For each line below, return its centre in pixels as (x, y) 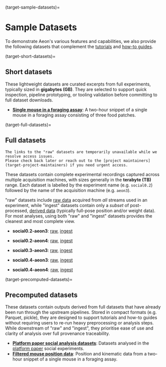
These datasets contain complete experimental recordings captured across (82, 174)
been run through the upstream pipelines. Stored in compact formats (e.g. (81, 312)
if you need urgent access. (99, 165)
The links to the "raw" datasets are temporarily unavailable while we (81, 152)
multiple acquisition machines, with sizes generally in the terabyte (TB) (78, 179)
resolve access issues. (30, 156)
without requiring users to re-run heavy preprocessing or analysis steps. (80, 323)
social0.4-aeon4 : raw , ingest (43, 269)
